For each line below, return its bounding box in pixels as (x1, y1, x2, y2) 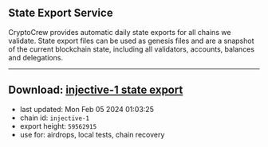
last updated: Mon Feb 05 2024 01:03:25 (19, 104, 154, 114)
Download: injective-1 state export (8, 83, 183, 97)
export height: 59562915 (19, 121, 97, 130)
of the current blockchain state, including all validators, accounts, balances (8, 44, 255, 54)
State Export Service (8, 6, 113, 20)
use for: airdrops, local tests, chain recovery (19, 130, 165, 139)
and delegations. (8, 52, 64, 62)
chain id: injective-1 (19, 113, 90, 122)
